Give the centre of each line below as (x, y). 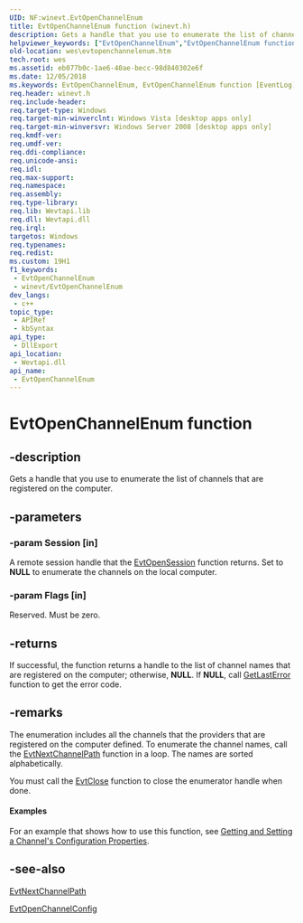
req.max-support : (42, 177)
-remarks (36, 713)
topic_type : (32, 312)
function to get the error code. (65, 684)
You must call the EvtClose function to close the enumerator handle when (146, 781)
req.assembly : (36, 194)
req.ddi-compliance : (48, 152)
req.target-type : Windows (58, 110)
